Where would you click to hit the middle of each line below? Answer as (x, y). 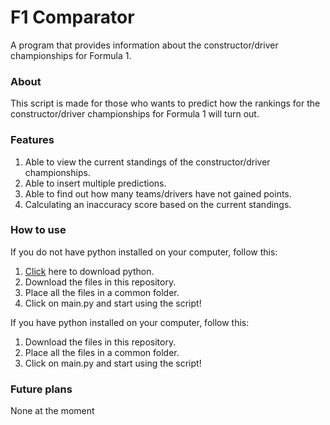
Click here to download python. (89, 271)
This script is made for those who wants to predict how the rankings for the (165, 103)
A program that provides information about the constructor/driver (144, 45)
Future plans (41, 389)
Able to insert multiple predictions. (95, 183)
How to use (38, 230)
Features (32, 140)
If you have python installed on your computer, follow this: (130, 322)
